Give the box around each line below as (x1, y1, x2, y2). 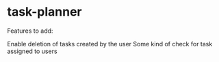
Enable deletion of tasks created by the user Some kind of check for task (7, 40, 213, 48)
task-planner (7, 4, 82, 20)
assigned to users (7, 47, 57, 55)
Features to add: (7, 27, 53, 35)
